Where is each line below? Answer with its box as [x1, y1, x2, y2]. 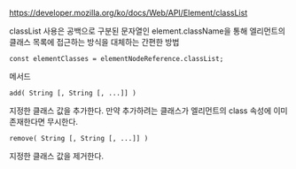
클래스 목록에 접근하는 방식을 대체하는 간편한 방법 [9, 37, 180, 47]
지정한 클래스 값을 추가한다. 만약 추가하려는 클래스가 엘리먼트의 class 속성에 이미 [9, 105, 288, 116]
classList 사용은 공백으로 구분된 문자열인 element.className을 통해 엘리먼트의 [9, 26, 286, 36]
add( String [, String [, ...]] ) [9, 88, 137, 97]
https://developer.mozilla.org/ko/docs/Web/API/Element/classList [9, 8, 248, 18]
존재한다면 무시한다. [9, 117, 78, 127]
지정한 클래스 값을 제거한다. [9, 150, 105, 161]
